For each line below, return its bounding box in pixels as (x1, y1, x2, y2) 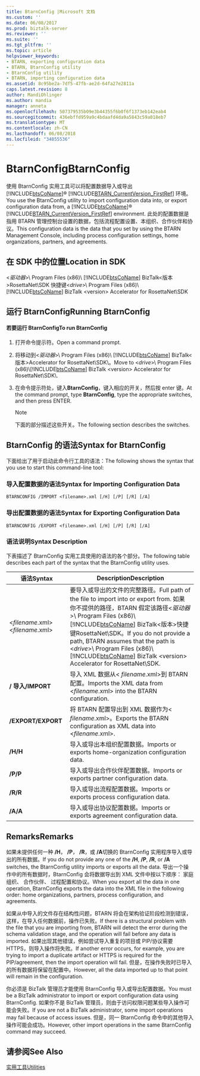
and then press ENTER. (14, 397, 72, 404)
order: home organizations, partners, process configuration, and (6, 891, 164, 898)
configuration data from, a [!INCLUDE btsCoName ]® (6, 203, 133, 210)
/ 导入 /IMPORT (9, 682, 52, 690)
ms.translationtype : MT (6, 120, 65, 126)
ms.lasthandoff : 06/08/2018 (6, 131, 76, 137)
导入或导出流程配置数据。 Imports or (70, 785, 171, 793)
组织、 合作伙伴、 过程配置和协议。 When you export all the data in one (6, 878, 180, 885)
